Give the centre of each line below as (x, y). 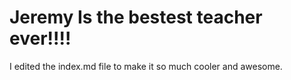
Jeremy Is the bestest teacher (136, 17)
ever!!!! (40, 38)
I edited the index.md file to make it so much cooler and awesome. (146, 66)
